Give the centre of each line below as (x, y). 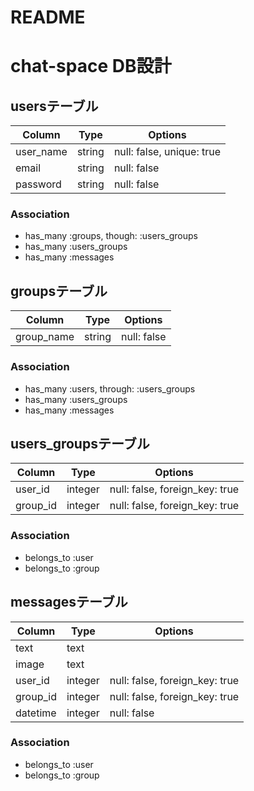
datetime (36, 713)
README (48, 17)
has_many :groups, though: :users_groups (111, 236)
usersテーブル (54, 106)
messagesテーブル (69, 602)
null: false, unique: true (167, 152)
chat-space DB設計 (91, 66)
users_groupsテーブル (80, 443)
